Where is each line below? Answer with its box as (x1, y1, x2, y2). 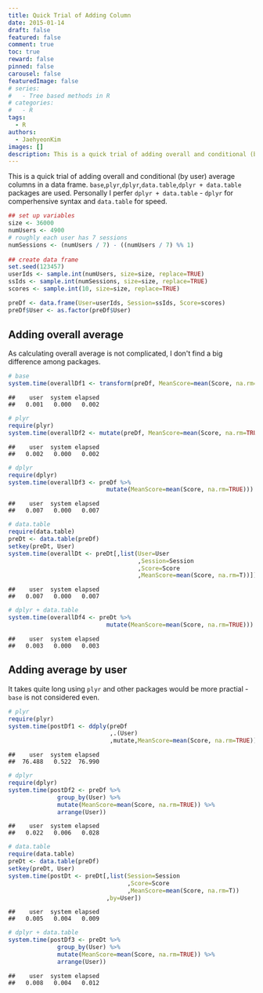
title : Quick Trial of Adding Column (8, 11, 131, 20)
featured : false (8, 33, 61, 42)
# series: (8, 84, 41, 93)
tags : (8, 114, 26, 122)
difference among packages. (8, 357, 101, 367)
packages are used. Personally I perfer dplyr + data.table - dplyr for (8, 188, 233, 198)
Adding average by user (8, 663, 128, 677)
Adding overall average (8, 328, 124, 341)
